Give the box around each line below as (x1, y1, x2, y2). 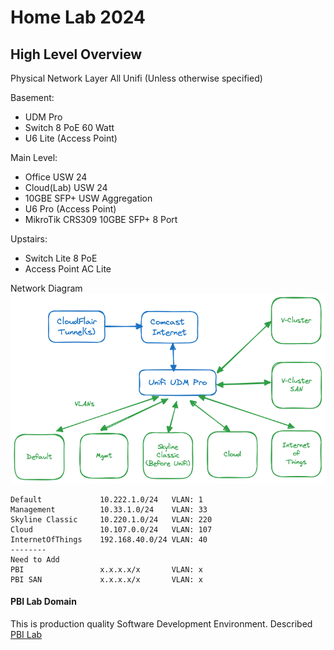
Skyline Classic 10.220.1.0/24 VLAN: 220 (10, 514, 213, 525)
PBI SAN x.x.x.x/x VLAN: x (10, 574, 203, 585)
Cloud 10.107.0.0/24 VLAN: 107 (10, 524, 213, 535)
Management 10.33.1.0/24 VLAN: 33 (10, 504, 208, 515)
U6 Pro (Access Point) (24, 203, 117, 215)
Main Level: (10, 152, 58, 163)
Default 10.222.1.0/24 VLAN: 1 (10, 494, 203, 505)
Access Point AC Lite (24, 263, 112, 275)
